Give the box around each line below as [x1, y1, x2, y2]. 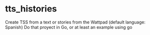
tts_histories [5, 3, 57, 14]
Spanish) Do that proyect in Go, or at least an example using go [5, 24, 133, 30]
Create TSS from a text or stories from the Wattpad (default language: [5, 19, 146, 25]
